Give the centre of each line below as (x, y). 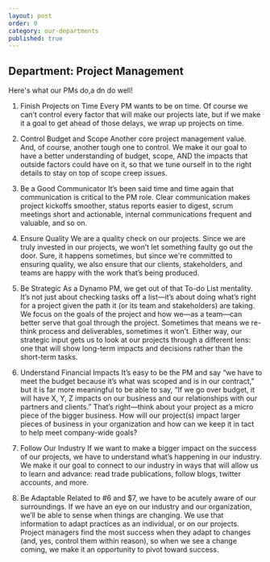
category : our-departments (54, 31)
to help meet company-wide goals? (79, 433)
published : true (35, 38)
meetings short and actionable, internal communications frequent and (136, 214)
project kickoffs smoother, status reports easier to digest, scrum (127, 206)
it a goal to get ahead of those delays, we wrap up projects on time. (132, 123)
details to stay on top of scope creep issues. (93, 173)
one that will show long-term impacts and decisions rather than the (131, 348)
